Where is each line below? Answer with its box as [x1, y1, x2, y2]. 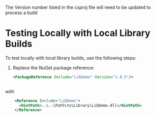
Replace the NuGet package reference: [12, 64, 95, 70]
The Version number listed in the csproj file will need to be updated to [5, 5, 151, 10]
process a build [5, 10, 38, 16]
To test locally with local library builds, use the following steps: [5, 55, 136, 61]
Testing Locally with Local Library [5, 27, 151, 39]
